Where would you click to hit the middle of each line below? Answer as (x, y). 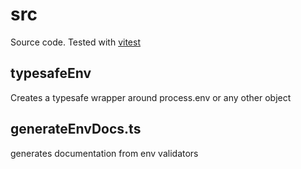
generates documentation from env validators (104, 153)
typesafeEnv (51, 73)
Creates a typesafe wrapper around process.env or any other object (151, 97)
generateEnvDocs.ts (76, 129)
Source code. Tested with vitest (75, 42)
